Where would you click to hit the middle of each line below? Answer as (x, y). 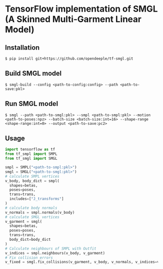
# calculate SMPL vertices (32, 176)
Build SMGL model (33, 74)
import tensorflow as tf (30, 150)
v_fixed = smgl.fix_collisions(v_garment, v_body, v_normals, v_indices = (81, 262)
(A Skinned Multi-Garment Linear (73, 19)
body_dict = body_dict (30, 240)
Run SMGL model (32, 104)
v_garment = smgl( (24, 221)
